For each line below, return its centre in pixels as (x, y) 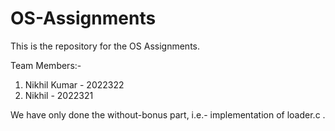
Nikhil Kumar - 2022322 (74, 84)
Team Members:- (46, 65)
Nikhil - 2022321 (59, 95)
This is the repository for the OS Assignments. (105, 46)
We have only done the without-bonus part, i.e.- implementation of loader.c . (168, 114)
